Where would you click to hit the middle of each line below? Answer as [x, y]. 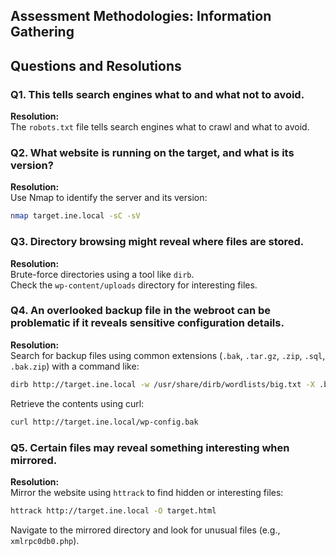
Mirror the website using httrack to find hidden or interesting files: [147, 492]
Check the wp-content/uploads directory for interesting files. [134, 285]
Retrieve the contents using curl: [77, 403]
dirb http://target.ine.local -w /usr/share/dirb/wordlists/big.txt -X [162, 384]
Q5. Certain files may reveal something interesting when [150, 447]
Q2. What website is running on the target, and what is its [152, 152]
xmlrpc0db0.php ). [45, 540]
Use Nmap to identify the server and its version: [109, 198]
